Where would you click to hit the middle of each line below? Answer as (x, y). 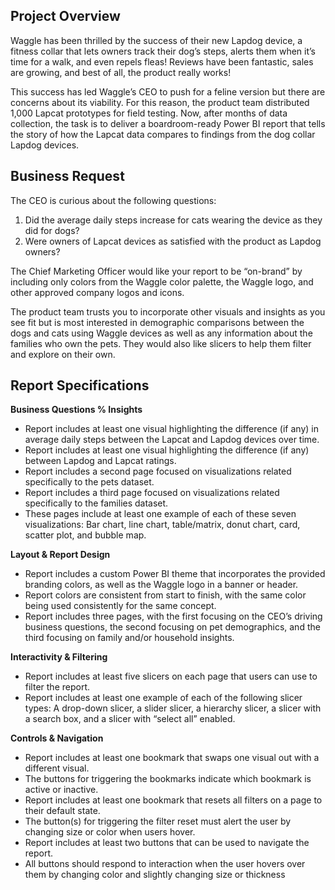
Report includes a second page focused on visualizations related (158, 471)
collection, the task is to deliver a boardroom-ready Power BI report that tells (168, 123)
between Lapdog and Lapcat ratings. (100, 461)
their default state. (62, 811)
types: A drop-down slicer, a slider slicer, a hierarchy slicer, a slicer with (173, 708)
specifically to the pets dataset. (89, 482)
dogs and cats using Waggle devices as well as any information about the (161, 333)
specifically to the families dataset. (96, 503)
